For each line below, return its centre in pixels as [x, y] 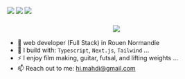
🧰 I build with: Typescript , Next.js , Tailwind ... [83, 50]
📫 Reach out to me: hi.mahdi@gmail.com [77, 69]
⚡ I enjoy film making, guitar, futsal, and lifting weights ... [98, 58]
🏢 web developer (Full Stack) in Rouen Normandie [88, 43]
